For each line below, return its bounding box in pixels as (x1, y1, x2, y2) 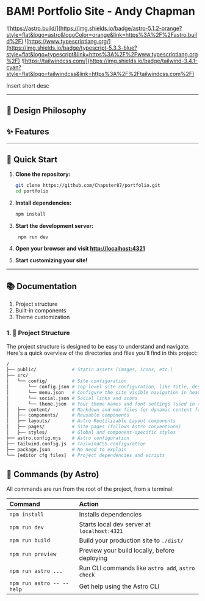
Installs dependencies (79, 510, 142, 519)
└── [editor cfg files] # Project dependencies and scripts (6, 452, 165, 458)
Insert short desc (6, 81, 49, 89)
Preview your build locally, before (79, 546, 175, 555)
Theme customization (15, 314, 70, 321)
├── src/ (6, 372, 29, 379)
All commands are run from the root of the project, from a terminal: (6, 485, 174, 493)
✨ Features (6, 126, 49, 137)
